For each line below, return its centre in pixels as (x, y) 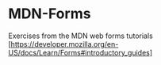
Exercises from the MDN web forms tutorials (80, 36)
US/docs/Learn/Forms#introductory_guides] (80, 52)
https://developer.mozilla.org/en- (65, 44)
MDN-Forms (50, 14)
